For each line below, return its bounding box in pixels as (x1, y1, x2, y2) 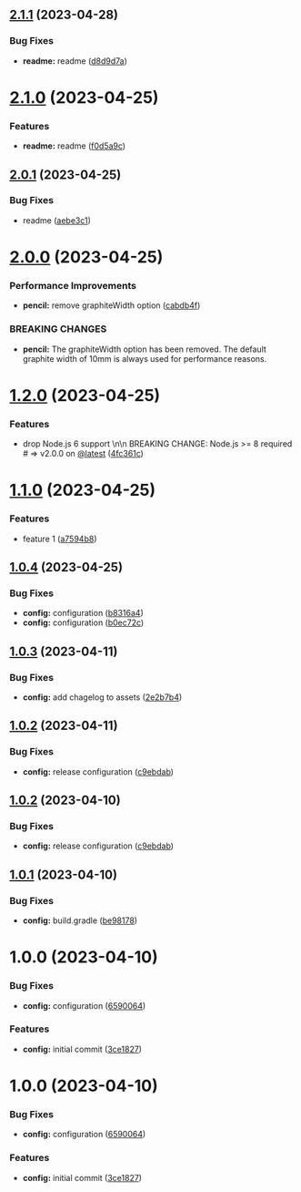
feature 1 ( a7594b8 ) (22, 533, 97, 544)
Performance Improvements (9, 279, 137, 292)
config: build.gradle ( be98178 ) (22, 915, 138, 926)
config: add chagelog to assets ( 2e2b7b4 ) (22, 692, 183, 703)
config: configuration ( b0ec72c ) (22, 617, 145, 628)
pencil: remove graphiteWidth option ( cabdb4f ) (22, 300, 201, 311)
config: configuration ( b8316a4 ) (22, 608, 144, 619)
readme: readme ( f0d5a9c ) (22, 140, 125, 151)
